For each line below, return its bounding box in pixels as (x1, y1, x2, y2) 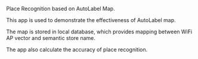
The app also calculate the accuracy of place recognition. (6, 46, 148, 53)
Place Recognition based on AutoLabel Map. (6, 5, 115, 12)
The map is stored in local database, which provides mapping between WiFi (6, 28, 193, 35)
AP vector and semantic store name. (6, 35, 95, 41)
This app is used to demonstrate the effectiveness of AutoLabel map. (6, 17, 176, 23)
